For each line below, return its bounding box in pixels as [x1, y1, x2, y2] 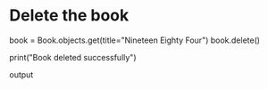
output [9, 69, 34, 80]
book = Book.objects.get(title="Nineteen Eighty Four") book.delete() [9, 35, 261, 45]
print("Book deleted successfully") [9, 52, 137, 62]
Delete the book [9, 5, 130, 26]
